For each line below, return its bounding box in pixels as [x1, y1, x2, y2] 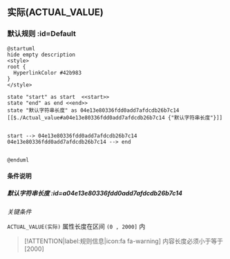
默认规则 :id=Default [7, 29, 76, 39]
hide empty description [7, 51, 76, 58]
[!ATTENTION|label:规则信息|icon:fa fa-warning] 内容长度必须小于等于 [23, 237, 223, 245]
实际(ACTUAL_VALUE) [7, 6, 104, 19]
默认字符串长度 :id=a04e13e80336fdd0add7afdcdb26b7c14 [7, 189, 183, 197]
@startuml [7, 45, 36, 52]
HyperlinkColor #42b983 [13, 69, 82, 76]
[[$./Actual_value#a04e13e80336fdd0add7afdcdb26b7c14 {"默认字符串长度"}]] [7, 114, 223, 121]
